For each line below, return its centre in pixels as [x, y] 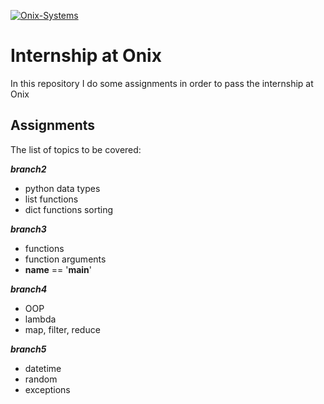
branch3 [28, 229]
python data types [62, 188]
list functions [51, 199]
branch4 [29, 289]
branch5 [28, 349]
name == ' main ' [58, 269]
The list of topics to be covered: [76, 149]
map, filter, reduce [62, 329]
